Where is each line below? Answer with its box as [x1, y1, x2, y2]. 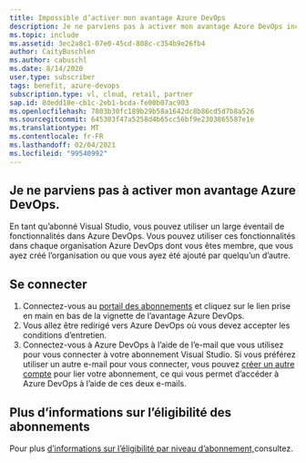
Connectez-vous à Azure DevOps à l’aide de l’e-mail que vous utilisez [22, 339, 284, 351]
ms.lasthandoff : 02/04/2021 [9, 140, 117, 149]
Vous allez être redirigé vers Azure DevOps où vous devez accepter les [22, 320, 291, 331]
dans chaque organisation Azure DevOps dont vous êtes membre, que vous [9, 241, 294, 252]
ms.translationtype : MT [9, 124, 100, 133]
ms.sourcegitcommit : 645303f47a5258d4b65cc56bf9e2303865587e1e [9, 115, 255, 124]
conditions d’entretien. [22, 330, 107, 341]
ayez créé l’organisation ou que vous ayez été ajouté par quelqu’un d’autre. [9, 250, 291, 261]
